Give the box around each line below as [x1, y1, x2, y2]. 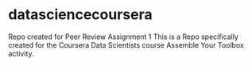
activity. [8, 49, 34, 58]
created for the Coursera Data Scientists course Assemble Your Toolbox [8, 40, 244, 49]
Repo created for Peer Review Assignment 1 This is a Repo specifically [8, 32, 238, 41]
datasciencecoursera [8, 6, 153, 24]
